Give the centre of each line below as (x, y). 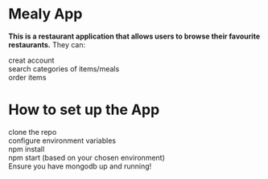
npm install (27, 148)
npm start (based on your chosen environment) (87, 157)
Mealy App (45, 14)
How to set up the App (84, 110)
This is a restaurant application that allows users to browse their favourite (134, 36)
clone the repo (33, 132)
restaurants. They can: (47, 44)
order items (27, 77)
